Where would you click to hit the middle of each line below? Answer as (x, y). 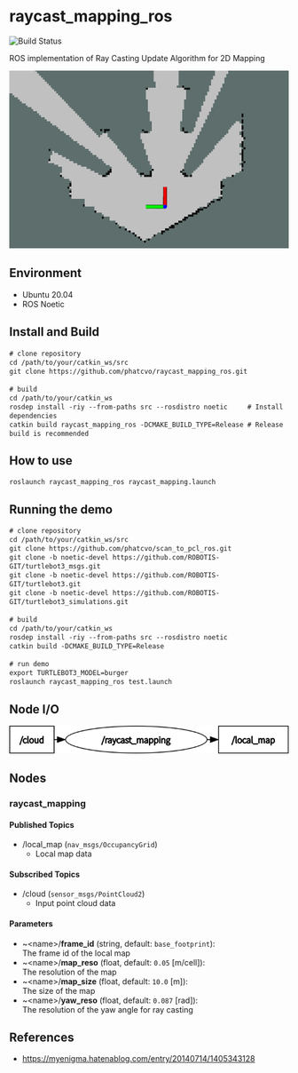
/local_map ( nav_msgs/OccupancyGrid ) (90, 845)
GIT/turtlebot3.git (45, 584)
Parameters (31, 924)
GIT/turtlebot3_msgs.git (55, 567)
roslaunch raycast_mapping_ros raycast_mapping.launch (113, 482)
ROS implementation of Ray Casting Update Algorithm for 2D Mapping (137, 58)
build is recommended (49, 433)
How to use (41, 461)
